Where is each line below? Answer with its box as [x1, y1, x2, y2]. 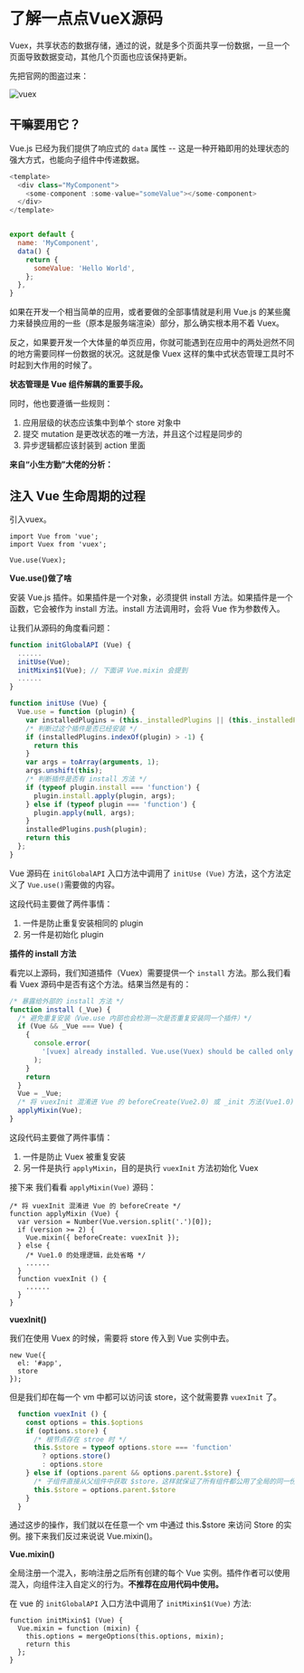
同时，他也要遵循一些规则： [9, 398, 113, 409]
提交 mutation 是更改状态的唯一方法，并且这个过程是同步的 [22, 429, 242, 440]
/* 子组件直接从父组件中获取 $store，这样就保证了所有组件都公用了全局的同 [33, 1477, 283, 1486]
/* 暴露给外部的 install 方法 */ [9, 996, 125, 1005]
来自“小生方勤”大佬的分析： [9, 459, 114, 471]
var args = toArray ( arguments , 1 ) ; [25, 757, 160, 767]
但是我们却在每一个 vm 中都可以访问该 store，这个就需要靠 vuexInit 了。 [9, 1391, 282, 1402]
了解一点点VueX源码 [9, 8, 163, 29]
